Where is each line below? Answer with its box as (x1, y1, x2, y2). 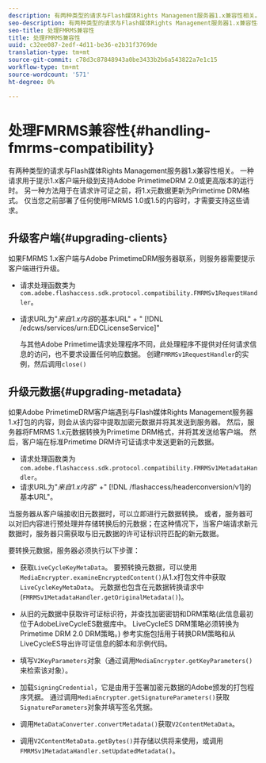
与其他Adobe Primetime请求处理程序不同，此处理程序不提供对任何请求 (19, 339, 250, 349)
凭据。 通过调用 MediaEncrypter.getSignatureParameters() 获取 (26, 692, 230, 702)
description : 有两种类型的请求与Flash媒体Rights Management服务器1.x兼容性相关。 (8, 11, 261, 20)
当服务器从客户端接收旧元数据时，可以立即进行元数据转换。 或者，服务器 (8, 509, 246, 519)
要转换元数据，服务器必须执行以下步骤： (8, 546, 140, 555)
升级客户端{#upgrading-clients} (8, 231, 169, 244)
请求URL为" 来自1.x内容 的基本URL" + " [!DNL (19, 314, 164, 324)
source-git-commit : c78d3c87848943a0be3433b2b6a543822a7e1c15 (8, 56, 218, 64)
